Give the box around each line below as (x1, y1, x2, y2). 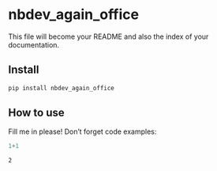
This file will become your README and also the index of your (8, 32, 209, 41)
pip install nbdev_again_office (8, 84, 114, 92)
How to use (8, 106, 65, 120)
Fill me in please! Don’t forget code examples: (8, 127, 157, 136)
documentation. (8, 40, 60, 49)
